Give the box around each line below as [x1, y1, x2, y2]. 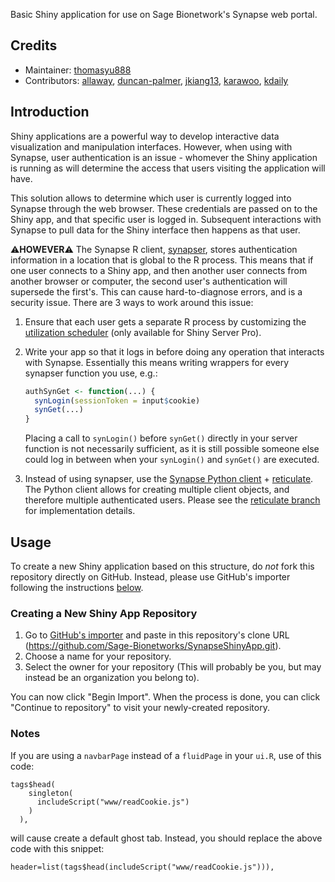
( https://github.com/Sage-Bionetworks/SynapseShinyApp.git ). [24, 640, 282, 652]
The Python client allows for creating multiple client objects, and [24, 484, 290, 496]
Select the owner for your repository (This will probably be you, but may [24, 661, 322, 673]
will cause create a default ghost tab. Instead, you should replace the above [10, 832, 323, 844]
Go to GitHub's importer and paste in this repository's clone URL [24, 629, 290, 641]
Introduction [10, 104, 90, 121]
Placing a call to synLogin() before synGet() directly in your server [24, 432, 298, 444]
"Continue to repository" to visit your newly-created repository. [10, 702, 270, 714]
